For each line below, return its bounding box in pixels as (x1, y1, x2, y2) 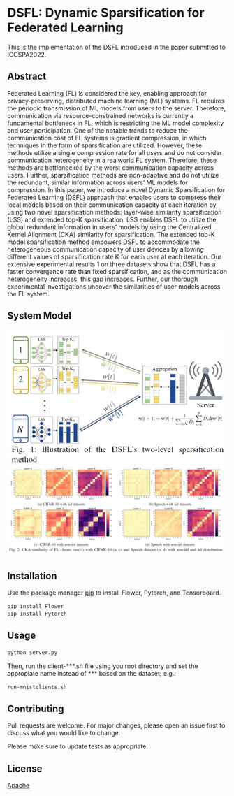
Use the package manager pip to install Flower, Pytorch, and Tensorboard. (7, 588, 221, 597)
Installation (7, 570, 57, 581)
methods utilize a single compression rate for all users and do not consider (7, 148, 222, 157)
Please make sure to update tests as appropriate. (7, 742, 149, 751)
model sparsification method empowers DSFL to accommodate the (7, 238, 200, 246)
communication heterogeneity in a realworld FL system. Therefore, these (7, 156, 217, 164)
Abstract (7, 71, 47, 82)
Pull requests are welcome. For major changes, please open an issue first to (7, 721, 226, 730)
